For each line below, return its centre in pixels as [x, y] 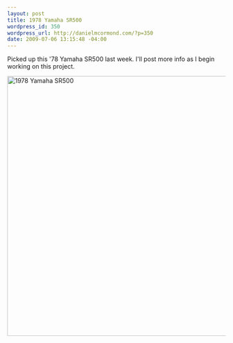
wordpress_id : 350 [34, 26]
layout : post [26, 14]
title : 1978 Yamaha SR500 [44, 20]
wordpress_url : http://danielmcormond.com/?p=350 [80, 33]
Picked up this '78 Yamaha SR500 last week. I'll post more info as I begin [111, 59]
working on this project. [41, 67]
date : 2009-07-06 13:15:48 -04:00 [57, 39]
